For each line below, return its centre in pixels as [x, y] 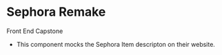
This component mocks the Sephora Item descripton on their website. [115, 44]
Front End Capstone [35, 31]
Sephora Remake [56, 12]
